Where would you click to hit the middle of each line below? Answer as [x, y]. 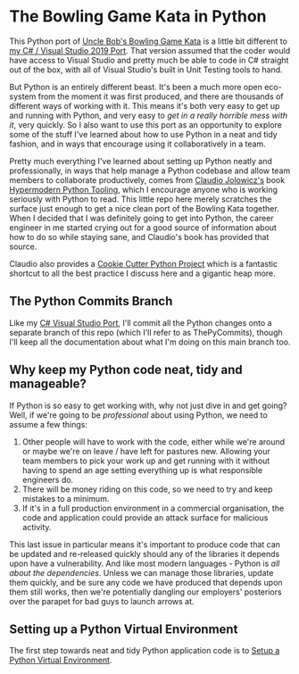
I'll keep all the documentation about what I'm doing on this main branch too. [150, 342]
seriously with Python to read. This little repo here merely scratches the [141, 199]
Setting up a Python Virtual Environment [124, 629]
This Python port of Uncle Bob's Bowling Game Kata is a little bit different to [149, 41]
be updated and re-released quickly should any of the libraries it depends [145, 553]
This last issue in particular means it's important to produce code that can [145, 544]
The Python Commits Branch [91, 301]
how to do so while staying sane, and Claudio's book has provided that [139, 237]
